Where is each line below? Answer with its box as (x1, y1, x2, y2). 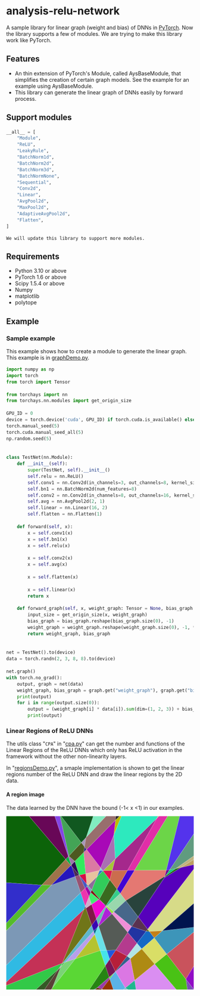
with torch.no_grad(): (6, 674, 62, 681)
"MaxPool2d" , (17, 205, 49, 211)
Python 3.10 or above (14, 267, 67, 275)
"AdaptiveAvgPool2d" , (17, 211, 70, 217)
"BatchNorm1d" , (17, 154, 55, 161)
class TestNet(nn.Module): (6, 455, 73, 461)
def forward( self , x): (17, 523, 73, 529)
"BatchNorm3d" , (17, 166, 55, 172)
